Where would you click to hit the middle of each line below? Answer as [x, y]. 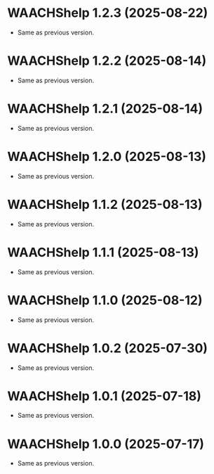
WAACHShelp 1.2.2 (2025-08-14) [107, 61]
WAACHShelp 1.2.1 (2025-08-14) [105, 109]
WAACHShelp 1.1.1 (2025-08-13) [103, 252]
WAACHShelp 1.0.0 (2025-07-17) [106, 444]
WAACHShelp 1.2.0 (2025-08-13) [107, 157]
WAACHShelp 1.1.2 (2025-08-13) [105, 204]
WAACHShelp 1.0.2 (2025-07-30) [108, 348]
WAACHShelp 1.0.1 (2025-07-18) [105, 396]
